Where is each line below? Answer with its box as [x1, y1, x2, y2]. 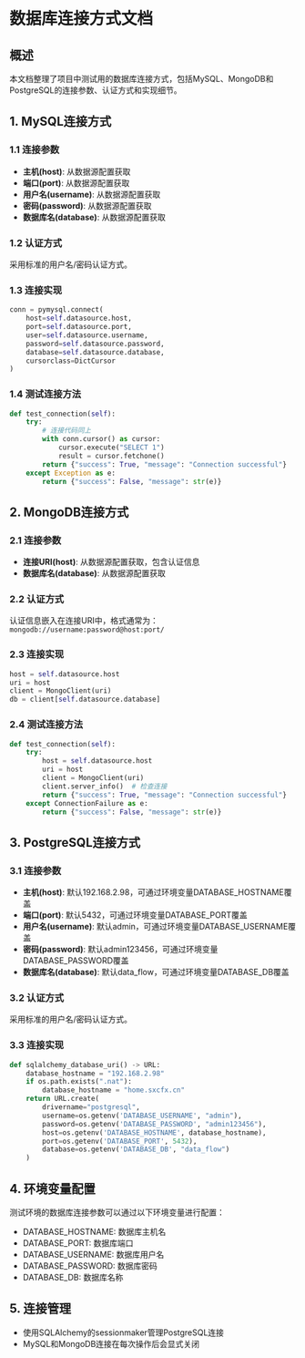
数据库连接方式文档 [9, 8, 154, 29]
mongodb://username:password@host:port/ [9, 625, 166, 634]
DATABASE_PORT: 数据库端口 [22, 1238, 134, 1249]
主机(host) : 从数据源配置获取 [22, 166, 131, 177]
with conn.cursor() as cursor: [42, 435, 161, 444]
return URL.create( [25, 1095, 100, 1104]
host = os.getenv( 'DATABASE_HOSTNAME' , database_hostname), [42, 1127, 267, 1137]
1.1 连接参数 [9, 143, 60, 156]
